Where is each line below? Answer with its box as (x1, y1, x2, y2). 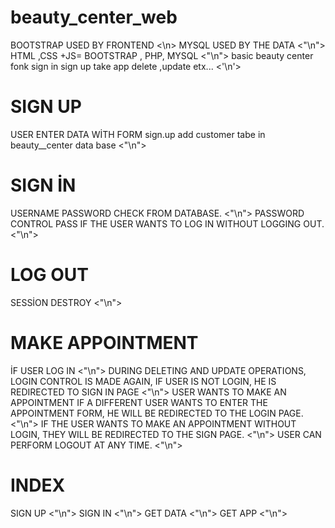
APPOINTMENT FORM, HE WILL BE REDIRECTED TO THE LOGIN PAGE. (10, 407, 304, 419)
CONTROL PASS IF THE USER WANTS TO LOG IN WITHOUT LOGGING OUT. (10, 217, 325, 230)
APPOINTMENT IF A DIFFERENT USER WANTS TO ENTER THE (10, 396, 268, 408)
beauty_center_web (10, 6, 178, 29)
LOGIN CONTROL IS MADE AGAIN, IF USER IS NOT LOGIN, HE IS (10, 375, 277, 387)
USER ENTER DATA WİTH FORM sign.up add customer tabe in (10, 128, 266, 140)
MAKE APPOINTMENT (10, 331, 199, 354)
